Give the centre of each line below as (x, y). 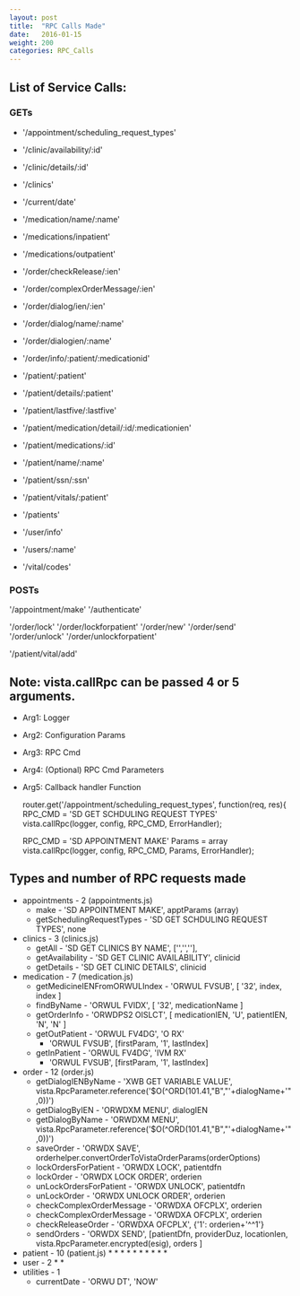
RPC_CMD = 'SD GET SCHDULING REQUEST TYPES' (120, 813)
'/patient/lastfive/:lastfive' (69, 410)
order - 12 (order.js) (58, 1072)
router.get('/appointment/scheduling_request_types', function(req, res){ (154, 805)
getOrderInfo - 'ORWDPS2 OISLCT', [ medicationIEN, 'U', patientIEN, (162, 1014)
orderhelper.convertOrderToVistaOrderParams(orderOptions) (148, 1157)
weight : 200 (31, 43)
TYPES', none (61, 928)
